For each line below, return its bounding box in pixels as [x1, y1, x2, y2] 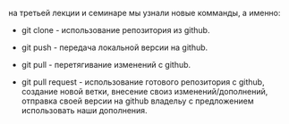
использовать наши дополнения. [21, 105, 149, 115]
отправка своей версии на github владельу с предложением [21, 95, 254, 106]
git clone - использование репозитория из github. [21, 25, 210, 35]
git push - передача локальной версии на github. [21, 42, 208, 53]
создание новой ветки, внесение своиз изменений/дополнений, [21, 87, 268, 96]
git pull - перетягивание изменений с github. [21, 60, 191, 70]
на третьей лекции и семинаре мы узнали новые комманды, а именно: [8, 8, 281, 18]
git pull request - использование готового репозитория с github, [21, 77, 265, 87]
